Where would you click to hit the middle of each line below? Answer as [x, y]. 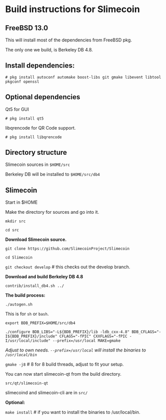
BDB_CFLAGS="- [146, 332]
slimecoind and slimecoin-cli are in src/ [46, 393]
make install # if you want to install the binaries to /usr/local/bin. [73, 412]
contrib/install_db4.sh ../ [35, 286]
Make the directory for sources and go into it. [52, 212]
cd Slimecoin [19, 258]
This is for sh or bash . [27, 314]
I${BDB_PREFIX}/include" [31, 336]
